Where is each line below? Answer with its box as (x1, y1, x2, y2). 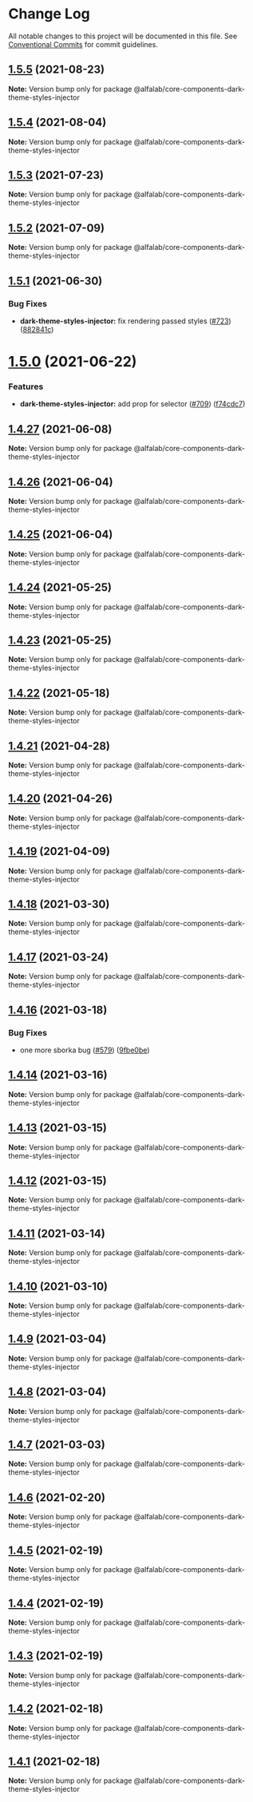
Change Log (8, 5, 90, 23)
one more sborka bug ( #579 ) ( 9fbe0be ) (19, 1045, 150, 1055)
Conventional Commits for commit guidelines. (8, 39, 158, 49)
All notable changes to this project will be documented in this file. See (8, 31, 238, 41)
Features (8, 381, 44, 392)
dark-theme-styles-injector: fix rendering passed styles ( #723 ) (19, 316, 231, 326)
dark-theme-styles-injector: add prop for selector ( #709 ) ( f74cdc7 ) (19, 399, 246, 409)
